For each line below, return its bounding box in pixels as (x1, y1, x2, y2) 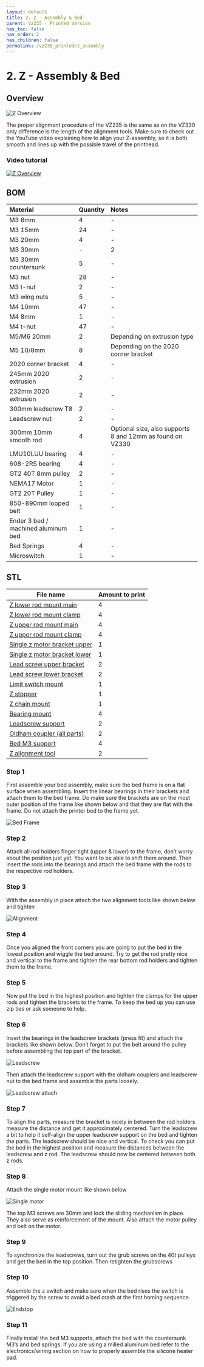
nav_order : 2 (6, 32, 39, 38)
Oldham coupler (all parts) (9, 729, 84, 738)
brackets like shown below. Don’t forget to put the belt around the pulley (6, 1040, 187, 1048)
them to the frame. (6, 963, 53, 970)
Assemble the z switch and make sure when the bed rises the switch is (6, 1287, 184, 1295)
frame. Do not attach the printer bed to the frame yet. (6, 807, 140, 814)
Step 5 (6, 978, 26, 987)
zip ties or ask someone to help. (6, 1005, 86, 1012)
